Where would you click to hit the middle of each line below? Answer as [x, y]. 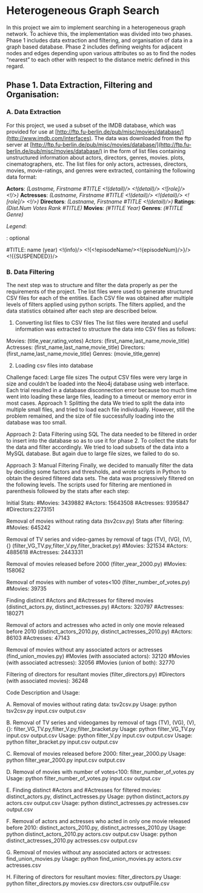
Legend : [17, 226]
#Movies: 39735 [27, 588]
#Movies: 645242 [28, 527]
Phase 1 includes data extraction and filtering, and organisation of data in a [99, 40]
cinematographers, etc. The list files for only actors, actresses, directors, [97, 164]
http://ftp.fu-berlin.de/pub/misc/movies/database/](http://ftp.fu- [112, 144]
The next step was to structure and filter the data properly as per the [92, 285]
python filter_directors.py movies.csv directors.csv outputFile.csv [88, 883]
